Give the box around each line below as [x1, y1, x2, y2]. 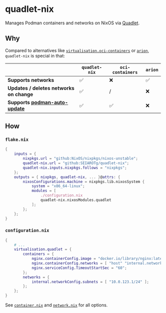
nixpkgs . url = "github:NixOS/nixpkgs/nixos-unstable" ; [23, 156, 138, 161]
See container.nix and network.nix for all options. [5, 302, 108, 308]
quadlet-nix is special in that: [5, 53, 65, 59]
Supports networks [7, 76, 54, 83]
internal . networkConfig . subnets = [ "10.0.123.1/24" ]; [31, 279, 149, 284]
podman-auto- [31, 99, 68, 106]
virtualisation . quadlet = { [14, 247, 72, 252]
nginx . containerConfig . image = [31, 256, 96, 261]
